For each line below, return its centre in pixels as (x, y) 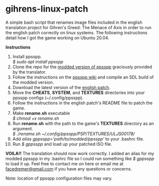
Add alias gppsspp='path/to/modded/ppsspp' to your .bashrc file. (78, 139)
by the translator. (29, 72)
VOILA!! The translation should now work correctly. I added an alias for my (80, 153)
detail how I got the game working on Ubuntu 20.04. (57, 38)
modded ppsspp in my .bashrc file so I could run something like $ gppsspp (80, 158)
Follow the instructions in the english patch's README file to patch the (82, 103)
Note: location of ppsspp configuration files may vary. (59, 178)
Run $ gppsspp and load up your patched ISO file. (62, 144)
